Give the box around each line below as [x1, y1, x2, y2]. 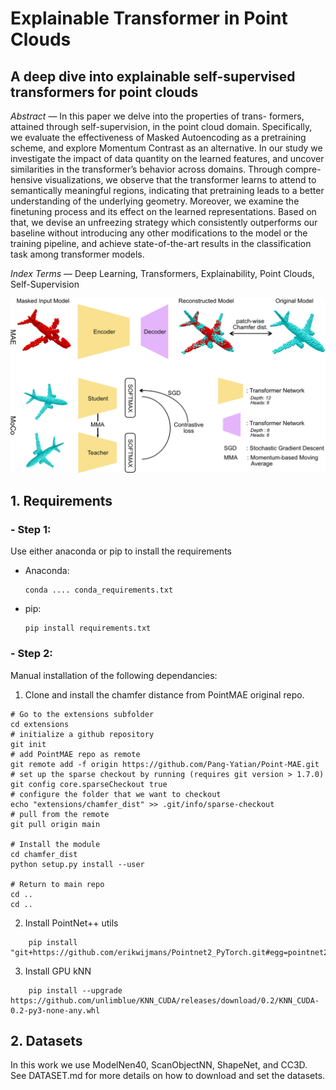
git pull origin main [10, 819, 101, 829]
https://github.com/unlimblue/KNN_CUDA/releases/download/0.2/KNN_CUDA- [10, 995, 320, 1006]
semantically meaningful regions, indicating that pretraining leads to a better [10, 185, 325, 196]
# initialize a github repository [10, 729, 155, 739]
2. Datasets [10, 1032, 83, 1049]
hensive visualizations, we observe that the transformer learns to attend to [10, 174, 317, 186]
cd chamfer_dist [10, 849, 78, 859]
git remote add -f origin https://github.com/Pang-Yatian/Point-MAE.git [10, 759, 320, 769]
